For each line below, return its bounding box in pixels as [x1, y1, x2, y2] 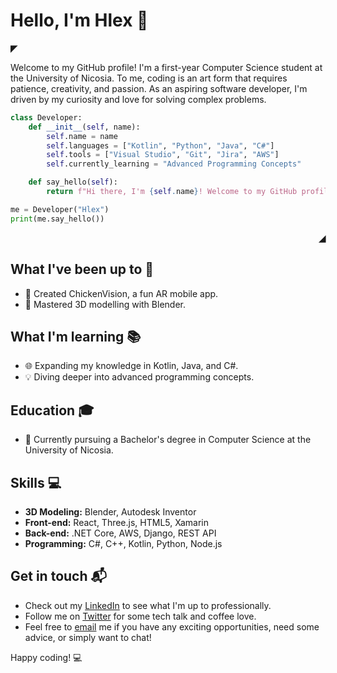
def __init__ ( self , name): [28, 122, 141, 132]
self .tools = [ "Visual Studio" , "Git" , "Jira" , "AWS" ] [46, 150, 280, 160]
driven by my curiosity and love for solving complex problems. [10, 93, 267, 105]
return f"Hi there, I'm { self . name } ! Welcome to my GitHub [46, 187, 298, 197]
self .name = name [46, 131, 118, 141]
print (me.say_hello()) [10, 214, 105, 224]
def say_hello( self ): [28, 177, 118, 188]
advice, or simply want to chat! [24, 631, 152, 643]
